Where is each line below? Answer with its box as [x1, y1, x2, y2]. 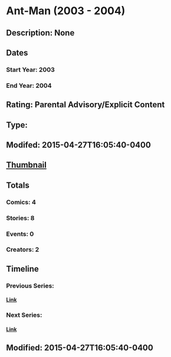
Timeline [6, 263, 40, 274]
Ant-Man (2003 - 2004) [6, 4, 126, 18]
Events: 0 [6, 230, 34, 238]
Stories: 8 [6, 214, 35, 222]
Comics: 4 [6, 198, 37, 206]
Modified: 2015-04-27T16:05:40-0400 [6, 343, 153, 353]
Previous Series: [6, 281, 54, 290]
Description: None [6, 28, 75, 38]
